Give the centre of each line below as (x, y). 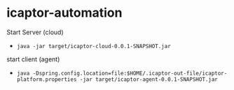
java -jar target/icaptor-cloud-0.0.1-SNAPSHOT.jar (94, 46)
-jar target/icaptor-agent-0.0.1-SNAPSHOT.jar (149, 79)
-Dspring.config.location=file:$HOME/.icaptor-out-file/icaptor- (130, 73)
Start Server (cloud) (35, 32)
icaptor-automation (64, 13)
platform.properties (47, 79)
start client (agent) (33, 59)
